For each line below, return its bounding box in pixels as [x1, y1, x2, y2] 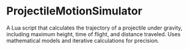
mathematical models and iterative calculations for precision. [6, 37, 160, 44]
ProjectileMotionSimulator [6, 4, 142, 18]
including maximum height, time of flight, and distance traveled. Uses [6, 30, 181, 37]
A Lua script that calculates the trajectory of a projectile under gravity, [6, 24, 183, 31]
